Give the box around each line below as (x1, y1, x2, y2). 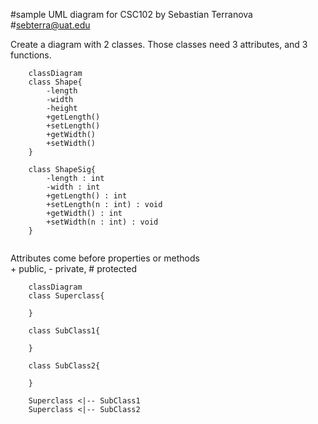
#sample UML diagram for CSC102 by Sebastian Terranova (10, 9, 253, 20)
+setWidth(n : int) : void (46, 217, 159, 227)
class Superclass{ (28, 291, 105, 301)
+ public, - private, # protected (10, 263, 137, 274)
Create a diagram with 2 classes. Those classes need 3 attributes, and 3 (10, 39, 308, 50)
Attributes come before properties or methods (10, 252, 200, 264)
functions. (10, 49, 52, 61)
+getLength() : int (46, 191, 128, 201)
